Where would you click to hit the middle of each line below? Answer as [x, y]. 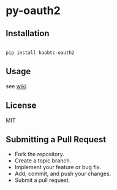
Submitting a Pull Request [56, 139]
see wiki [16, 86]
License [21, 106]
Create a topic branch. [43, 161]
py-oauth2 [33, 11]
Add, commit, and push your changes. [63, 174]
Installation [28, 33]
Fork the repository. [40, 154]
